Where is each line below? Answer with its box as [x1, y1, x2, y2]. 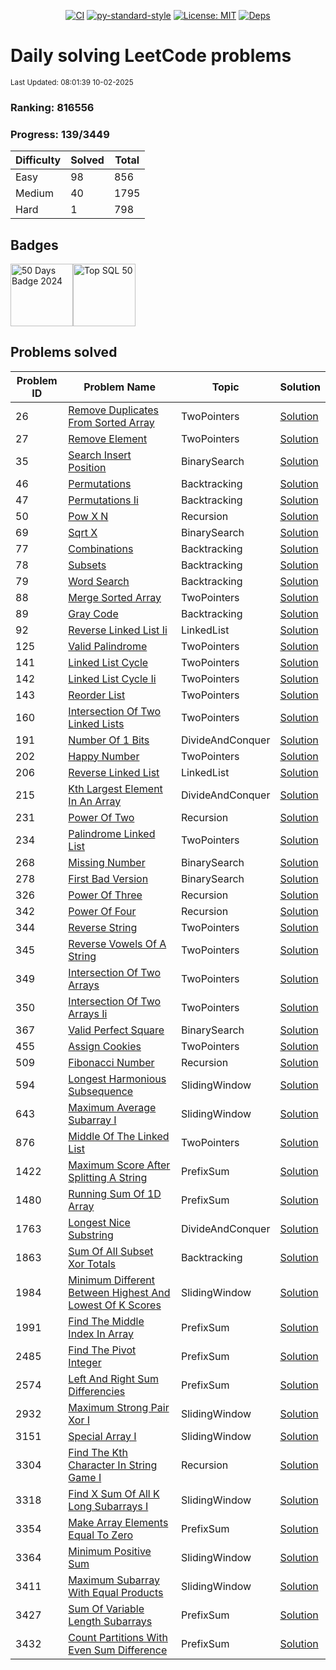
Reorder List [68, 688, 126, 702]
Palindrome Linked [68, 826, 156, 840]
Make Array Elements [68, 1515, 169, 1529]
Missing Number [68, 855, 146, 869]
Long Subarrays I [68, 1499, 149, 1513]
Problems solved [10, 344, 118, 361]
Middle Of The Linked [68, 1129, 170, 1143]
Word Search [68, 574, 130, 588]
